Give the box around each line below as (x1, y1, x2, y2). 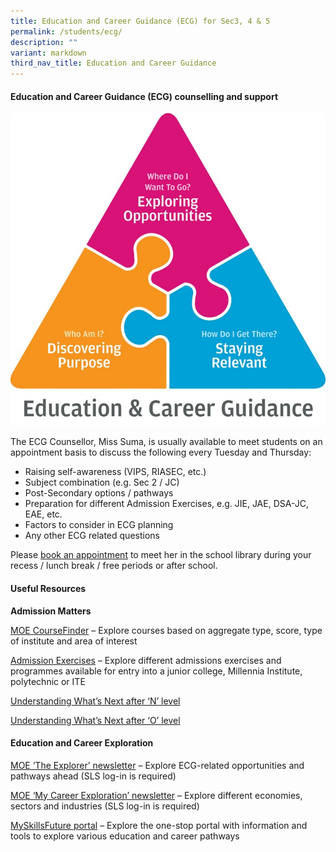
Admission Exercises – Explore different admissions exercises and (10, 654, 282, 666)
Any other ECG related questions (24, 530, 160, 542)
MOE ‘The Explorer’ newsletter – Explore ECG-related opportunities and (10, 759, 305, 771)
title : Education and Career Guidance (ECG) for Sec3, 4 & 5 (10, 16, 271, 26)
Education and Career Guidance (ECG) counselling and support (10, 90, 279, 102)
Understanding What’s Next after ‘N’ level (10, 695, 181, 707)
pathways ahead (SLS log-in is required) (10, 770, 177, 782)
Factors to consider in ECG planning (24, 519, 174, 531)
